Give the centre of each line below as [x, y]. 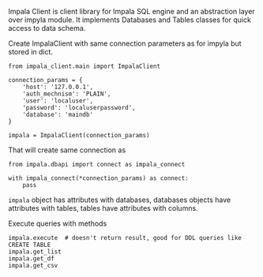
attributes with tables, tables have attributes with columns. [103, 208]
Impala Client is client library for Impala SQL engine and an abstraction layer [131, 11]
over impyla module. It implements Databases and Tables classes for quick [130, 20]
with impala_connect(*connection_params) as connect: [99, 178]
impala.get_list [35, 252]
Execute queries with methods [58, 223]
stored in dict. [31, 52]
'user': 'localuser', [58, 101]
